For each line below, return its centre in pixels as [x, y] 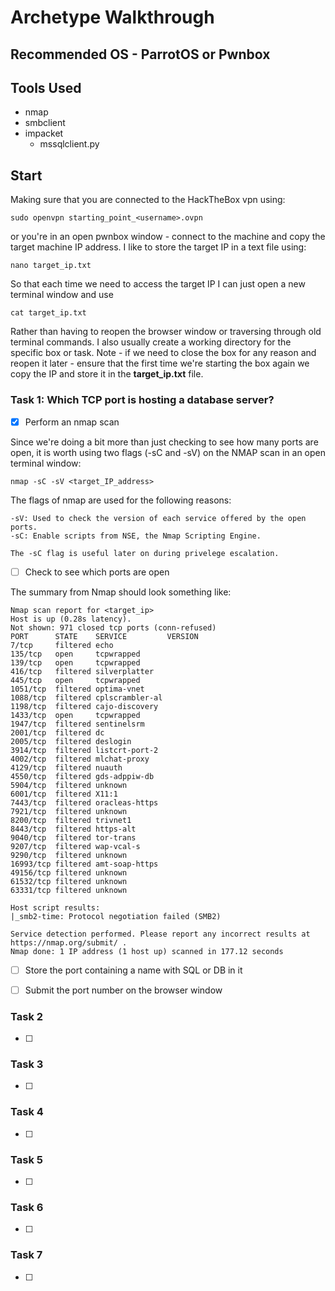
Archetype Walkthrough [112, 17]
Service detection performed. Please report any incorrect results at [160, 934]
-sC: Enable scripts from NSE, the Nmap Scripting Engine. [136, 536]
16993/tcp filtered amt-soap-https [84, 864]
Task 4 [27, 1112]
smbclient [45, 123]
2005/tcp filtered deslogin [71, 741]
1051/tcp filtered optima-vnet [77, 689]
